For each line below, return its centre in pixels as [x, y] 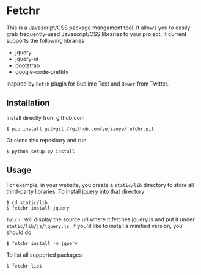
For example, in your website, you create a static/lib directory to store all [100, 185]
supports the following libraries [45, 40]
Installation [28, 103]
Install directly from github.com [46, 117]
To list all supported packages [44, 255]
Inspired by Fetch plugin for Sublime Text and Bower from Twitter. [88, 84]
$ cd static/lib [27, 202]
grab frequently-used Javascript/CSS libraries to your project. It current [97, 34]
